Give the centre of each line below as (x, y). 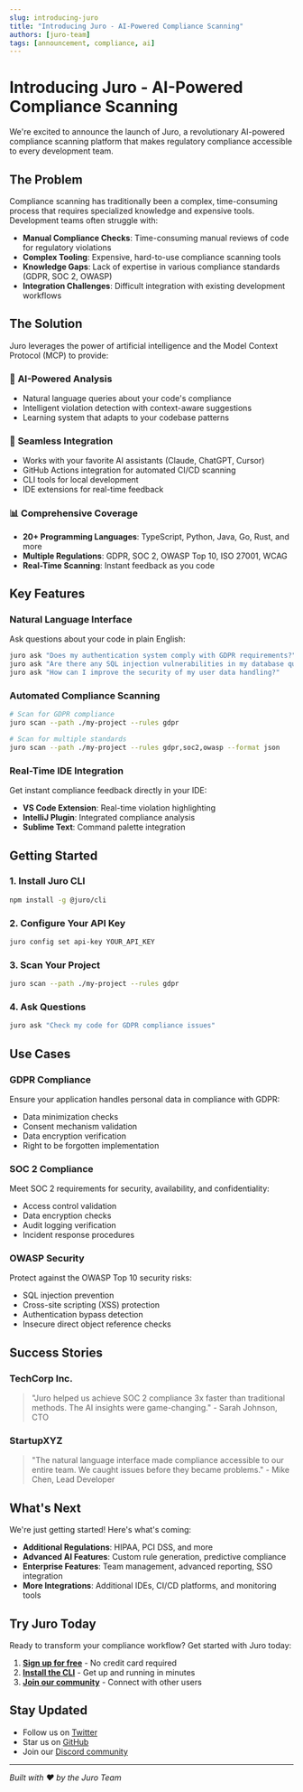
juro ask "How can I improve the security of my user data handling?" (145, 673)
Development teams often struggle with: (84, 220)
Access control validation (69, 1206)
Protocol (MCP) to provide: (59, 355)
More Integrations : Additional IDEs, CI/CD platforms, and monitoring (149, 1586)
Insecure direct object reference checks (96, 1324)
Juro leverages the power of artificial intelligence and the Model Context (144, 345)
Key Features (47, 594)
